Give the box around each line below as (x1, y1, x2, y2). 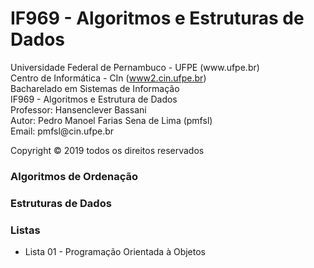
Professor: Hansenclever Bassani (10, 103, 147, 116)
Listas (10, 223, 41, 237)
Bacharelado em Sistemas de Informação (10, 82, 180, 94)
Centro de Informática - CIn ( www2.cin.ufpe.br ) (10, 72, 207, 84)
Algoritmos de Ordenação (10, 169, 139, 183)
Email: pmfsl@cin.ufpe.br (10, 125, 115, 137)
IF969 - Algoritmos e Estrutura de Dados (10, 93, 178, 105)
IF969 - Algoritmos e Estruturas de (10, 7, 305, 30)
